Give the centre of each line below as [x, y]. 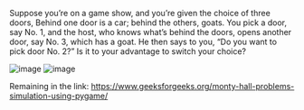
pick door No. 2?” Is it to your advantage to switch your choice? [128, 51]
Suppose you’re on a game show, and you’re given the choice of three [140, 13]
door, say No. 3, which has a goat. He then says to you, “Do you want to [143, 41]
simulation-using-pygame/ [59, 96]
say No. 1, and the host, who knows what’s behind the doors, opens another [151, 32]
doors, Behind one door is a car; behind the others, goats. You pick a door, [148, 23]
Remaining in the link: [49, 86]
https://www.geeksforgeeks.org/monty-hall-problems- [193, 86]
